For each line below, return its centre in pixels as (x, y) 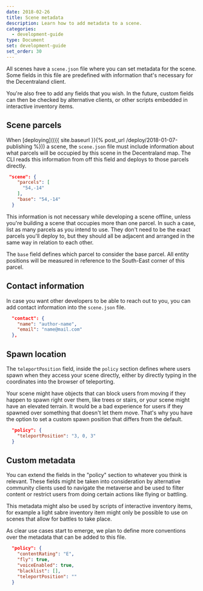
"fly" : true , (34, 560)
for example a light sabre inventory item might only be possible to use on (97, 513)
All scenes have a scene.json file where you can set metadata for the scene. (101, 69)
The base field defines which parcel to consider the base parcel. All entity (98, 254)
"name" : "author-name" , (47, 324)
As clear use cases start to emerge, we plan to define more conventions (96, 531)
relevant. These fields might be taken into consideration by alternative (93, 481)
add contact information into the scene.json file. (66, 307)
